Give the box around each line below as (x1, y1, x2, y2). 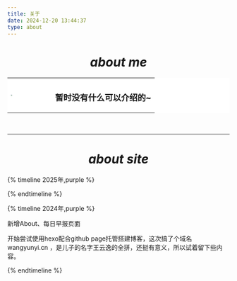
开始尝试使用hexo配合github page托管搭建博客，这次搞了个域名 (7, 234, 193, 243)
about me (90, 54, 147, 70)
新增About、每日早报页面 (7, 219, 81, 228)
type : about (7, 23, 42, 30)
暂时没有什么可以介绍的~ (55, 92, 152, 103)
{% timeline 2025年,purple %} (7, 176, 95, 184)
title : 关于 (7, 10, 40, 18)
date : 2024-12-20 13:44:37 (7, 17, 87, 24)
